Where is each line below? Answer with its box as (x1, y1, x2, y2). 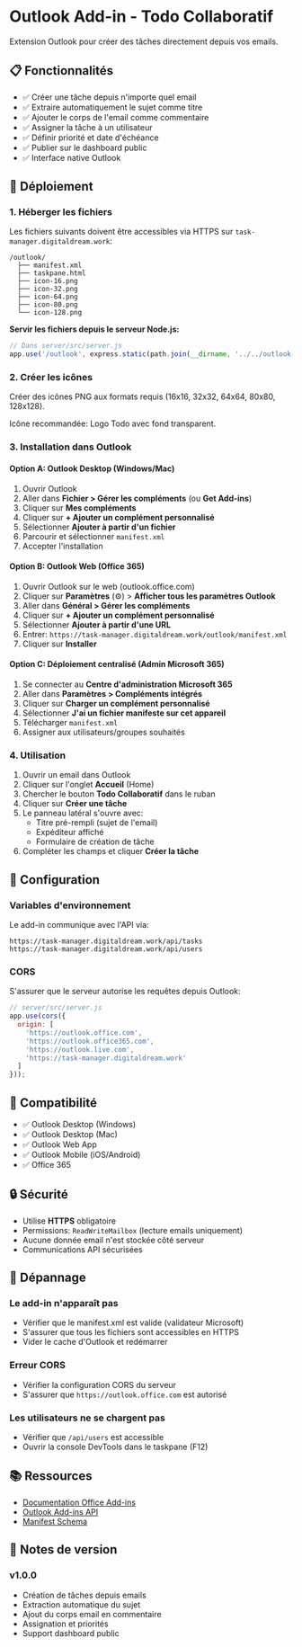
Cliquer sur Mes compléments (22, 502, 137, 513)
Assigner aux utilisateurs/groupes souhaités (22, 726, 186, 738)
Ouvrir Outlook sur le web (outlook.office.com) (22, 581, 195, 592)
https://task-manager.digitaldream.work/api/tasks (9, 937, 203, 946)
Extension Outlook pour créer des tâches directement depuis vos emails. (9, 36, 279, 47)
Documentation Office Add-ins (22, 1497, 137, 1508)
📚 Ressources (9, 1468, 93, 1484)
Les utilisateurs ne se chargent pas (9, 1411, 166, 1424)
